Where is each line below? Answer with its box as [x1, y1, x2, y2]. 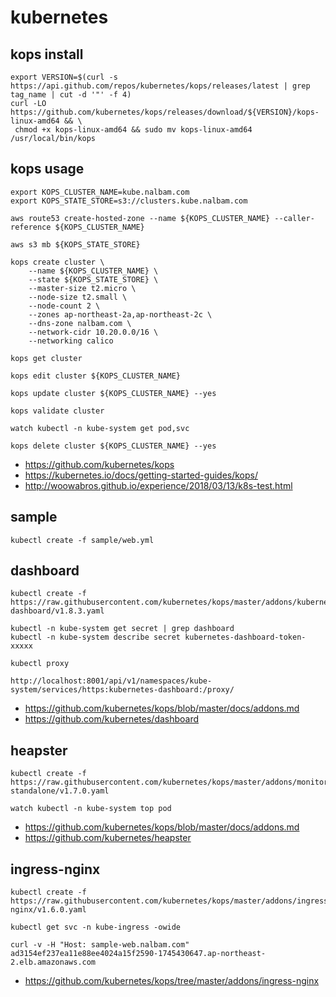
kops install [10, 46, 84, 63]
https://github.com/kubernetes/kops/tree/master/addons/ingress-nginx [24, 975, 320, 987]
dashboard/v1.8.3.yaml [10, 606, 105, 616]
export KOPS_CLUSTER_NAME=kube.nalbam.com [10, 187, 190, 197]
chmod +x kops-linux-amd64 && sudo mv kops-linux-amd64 [14, 125, 253, 135]
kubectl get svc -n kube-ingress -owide [10, 922, 182, 933]
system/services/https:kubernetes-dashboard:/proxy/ [10, 685, 235, 695]
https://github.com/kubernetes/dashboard [24, 713, 200, 725]
